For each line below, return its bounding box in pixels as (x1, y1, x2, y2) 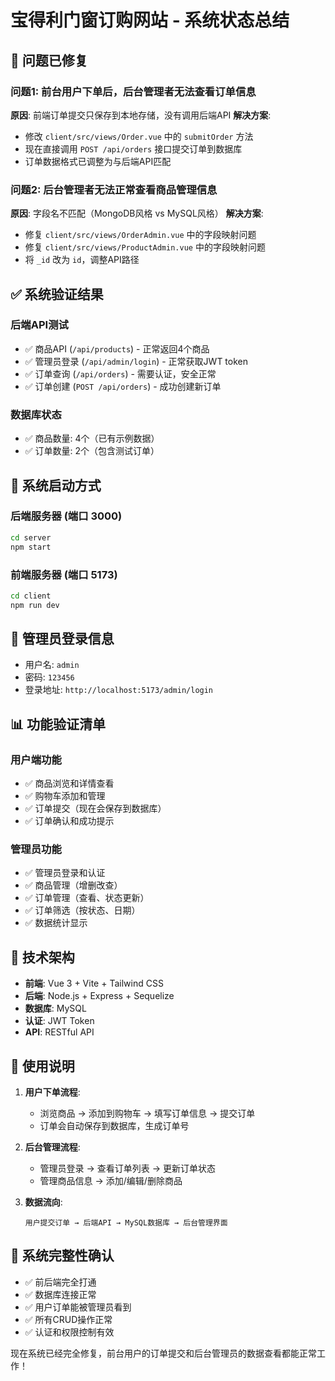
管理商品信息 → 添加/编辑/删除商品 (39, 1175, 183, 1187)
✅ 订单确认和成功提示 (24, 815, 115, 827)
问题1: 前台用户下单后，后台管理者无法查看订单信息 (10, 84, 257, 98)
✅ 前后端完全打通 (24, 1276, 97, 1288)
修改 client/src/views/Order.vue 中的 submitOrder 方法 (24, 130, 254, 142)
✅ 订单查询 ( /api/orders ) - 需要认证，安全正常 (24, 367, 217, 380)
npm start (10, 542, 52, 552)
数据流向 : (24, 1196, 63, 1208)
